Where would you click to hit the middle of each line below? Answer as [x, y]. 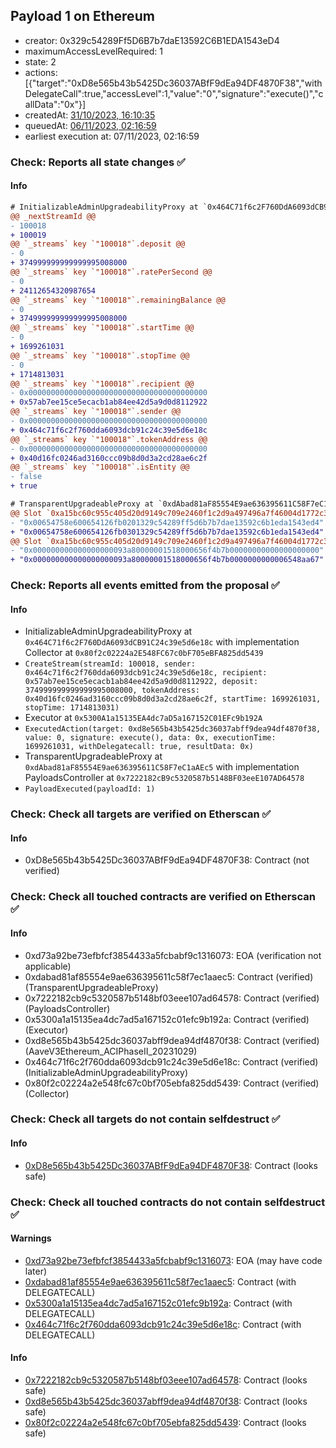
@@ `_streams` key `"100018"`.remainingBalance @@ [118, 300]
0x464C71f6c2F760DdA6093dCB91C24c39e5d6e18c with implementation [162, 642]
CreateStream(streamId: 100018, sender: [110, 664]
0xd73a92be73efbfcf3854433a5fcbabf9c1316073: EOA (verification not [173, 955]
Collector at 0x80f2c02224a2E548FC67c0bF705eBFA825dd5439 [144, 653]
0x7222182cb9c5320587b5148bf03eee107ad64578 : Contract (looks [166, 1380]
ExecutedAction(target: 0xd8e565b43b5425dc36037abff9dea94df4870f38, [173, 729]
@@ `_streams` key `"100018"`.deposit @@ [98, 244]
